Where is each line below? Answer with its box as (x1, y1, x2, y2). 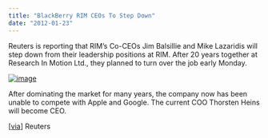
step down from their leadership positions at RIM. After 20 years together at (8, 49, 258, 59)
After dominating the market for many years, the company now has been (8, 89, 248, 98)
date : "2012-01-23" (8, 19, 74, 27)
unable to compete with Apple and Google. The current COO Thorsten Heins (8, 97, 260, 107)
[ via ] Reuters (8, 121, 50, 131)
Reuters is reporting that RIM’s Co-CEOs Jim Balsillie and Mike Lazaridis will (8, 41, 258, 50)
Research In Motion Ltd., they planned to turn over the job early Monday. (8, 57, 247, 68)
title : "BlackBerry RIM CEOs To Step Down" (8, 11, 156, 20)
